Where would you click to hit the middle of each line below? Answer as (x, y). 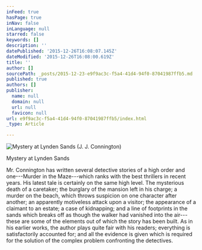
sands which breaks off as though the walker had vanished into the (90, 215)
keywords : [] (23, 40)
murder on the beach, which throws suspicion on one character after (92, 196)
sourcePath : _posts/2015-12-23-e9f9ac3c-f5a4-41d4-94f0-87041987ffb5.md (99, 74)
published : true (27, 79)
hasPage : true (24, 18)
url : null (24, 107)
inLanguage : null (28, 29)
